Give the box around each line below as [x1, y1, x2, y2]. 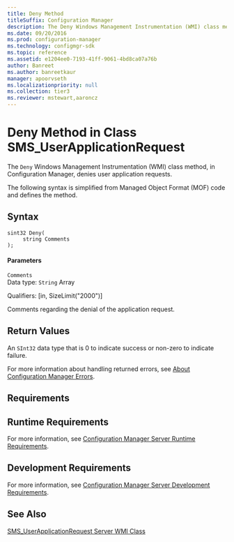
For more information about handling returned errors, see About [7, 364, 190, 373]
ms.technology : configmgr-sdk [7, 43, 95, 50]
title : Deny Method [7, 10, 64, 17]
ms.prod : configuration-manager [7, 36, 101, 43]
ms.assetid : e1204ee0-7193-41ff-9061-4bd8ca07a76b [7, 56, 157, 63]
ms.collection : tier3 [7, 88, 70, 95]
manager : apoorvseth [7, 75, 68, 82]
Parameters [7, 256, 42, 265]
